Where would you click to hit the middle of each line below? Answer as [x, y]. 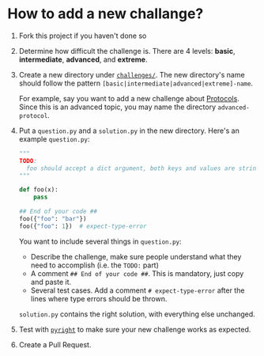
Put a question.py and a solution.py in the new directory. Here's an [129, 131]
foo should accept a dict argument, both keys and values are [131, 168]
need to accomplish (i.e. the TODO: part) [95, 265]
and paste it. [51, 282]
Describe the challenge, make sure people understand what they [136, 256]
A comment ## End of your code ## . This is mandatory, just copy [137, 273]
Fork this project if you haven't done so [83, 36]
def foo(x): [38, 190]
